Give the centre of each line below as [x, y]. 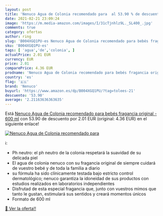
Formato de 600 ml [31, 199]
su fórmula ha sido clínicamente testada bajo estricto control [73, 173]
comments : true [20, 28]
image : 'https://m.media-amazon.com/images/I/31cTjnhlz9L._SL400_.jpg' [79, 23]
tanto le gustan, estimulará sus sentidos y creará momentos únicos [79, 194]
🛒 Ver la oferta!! [21, 209]
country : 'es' [19, 77]
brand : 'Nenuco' [21, 86]
